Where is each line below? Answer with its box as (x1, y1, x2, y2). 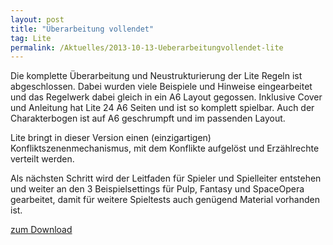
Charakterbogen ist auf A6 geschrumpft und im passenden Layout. (10, 112, 286, 125)
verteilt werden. (10, 153, 75, 165)
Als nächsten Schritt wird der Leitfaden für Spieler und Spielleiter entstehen (10, 172, 322, 185)
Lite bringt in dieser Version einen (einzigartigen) (10, 132, 212, 144)
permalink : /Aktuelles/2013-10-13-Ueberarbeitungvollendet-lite (10, 42, 284, 53)
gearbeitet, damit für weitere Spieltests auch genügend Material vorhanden (10, 194, 320, 206)
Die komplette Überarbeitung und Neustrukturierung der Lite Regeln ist (10, 70, 303, 82)
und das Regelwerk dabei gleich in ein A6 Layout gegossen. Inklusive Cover (10, 91, 323, 103)
